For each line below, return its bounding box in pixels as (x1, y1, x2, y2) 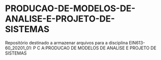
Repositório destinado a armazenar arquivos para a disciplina (5, 40, 128, 45)
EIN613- (129, 40, 145, 45)
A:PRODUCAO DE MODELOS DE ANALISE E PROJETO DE (41, 45, 157, 51)
